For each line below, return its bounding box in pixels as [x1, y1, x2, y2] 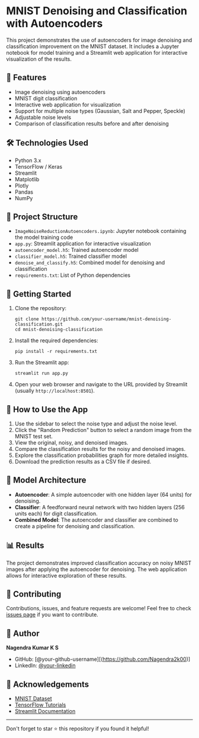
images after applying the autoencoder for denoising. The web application [6, 566, 187, 573]
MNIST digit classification [14, 94, 78, 102]
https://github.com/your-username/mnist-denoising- [41, 316, 172, 322]
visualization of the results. [6, 55, 72, 62]
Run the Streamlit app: [14, 359, 69, 366]
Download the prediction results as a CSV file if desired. [14, 458, 152, 465]
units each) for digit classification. [14, 510, 98, 517]
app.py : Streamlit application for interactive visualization [14, 240, 151, 247]
